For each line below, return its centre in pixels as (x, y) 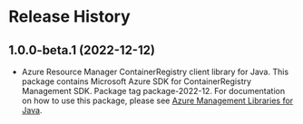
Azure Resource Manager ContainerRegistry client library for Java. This (155, 72)
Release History (69, 17)
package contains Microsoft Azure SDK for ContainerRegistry (136, 81)
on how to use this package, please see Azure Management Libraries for (157, 100)
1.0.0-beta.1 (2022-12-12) (82, 50)
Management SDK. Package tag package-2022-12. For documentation (153, 91)
